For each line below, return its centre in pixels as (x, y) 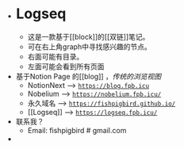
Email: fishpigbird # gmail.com (77, 130)
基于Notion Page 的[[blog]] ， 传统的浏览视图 (88, 76)
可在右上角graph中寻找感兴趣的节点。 (90, 46)
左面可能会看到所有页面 (66, 66)
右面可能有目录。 (56, 56)
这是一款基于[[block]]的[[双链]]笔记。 (88, 36)
